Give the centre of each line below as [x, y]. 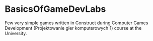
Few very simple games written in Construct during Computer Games [76, 23]
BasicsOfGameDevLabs [55, 9]
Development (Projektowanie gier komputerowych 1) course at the [73, 28]
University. [16, 33]
